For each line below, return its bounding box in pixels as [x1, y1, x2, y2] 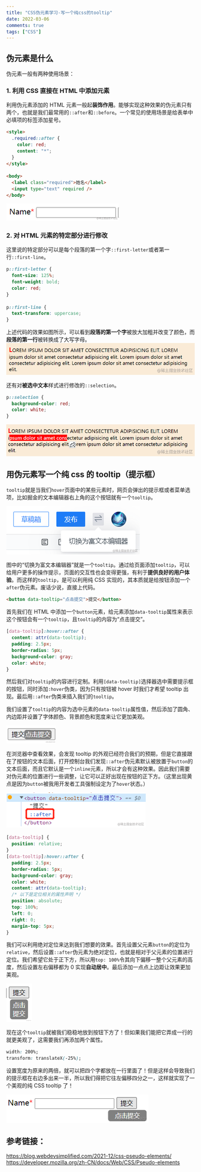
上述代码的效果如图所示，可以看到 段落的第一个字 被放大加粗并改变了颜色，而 [6, 329, 195, 336]
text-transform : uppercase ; [11, 311, 82, 317]
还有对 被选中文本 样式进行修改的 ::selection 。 [6, 381, 120, 389]
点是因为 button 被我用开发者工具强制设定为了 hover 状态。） [6, 780, 148, 788]
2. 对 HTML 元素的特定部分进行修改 [6, 231, 108, 239]
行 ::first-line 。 [6, 254, 49, 261]
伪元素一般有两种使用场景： [6, 70, 75, 77]
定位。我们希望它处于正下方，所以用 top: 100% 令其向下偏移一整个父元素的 [6, 956, 188, 963]
